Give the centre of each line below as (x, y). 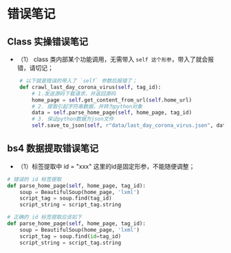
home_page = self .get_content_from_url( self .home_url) (112, 100)
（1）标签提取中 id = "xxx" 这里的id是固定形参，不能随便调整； (106, 166)
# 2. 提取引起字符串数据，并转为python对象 (87, 106)
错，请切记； (35, 68)
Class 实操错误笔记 (47, 41)
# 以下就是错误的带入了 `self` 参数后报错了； (78, 81)
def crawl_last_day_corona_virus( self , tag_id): (90, 87)
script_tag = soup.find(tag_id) (66, 198)
